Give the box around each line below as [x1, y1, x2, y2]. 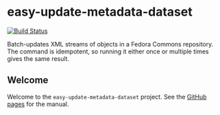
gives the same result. [7, 54, 70, 62]
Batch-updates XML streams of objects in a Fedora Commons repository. [7, 40, 214, 48]
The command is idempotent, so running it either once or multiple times [7, 47, 209, 55]
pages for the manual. [7, 100, 69, 108]
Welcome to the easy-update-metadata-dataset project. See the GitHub [7, 92, 207, 101]
